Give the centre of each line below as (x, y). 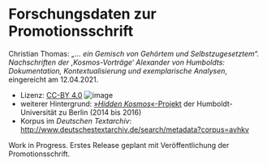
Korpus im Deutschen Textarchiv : (76, 121)
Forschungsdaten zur (82, 14)
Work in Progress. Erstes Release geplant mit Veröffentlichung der (119, 145)
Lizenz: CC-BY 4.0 (51, 95)
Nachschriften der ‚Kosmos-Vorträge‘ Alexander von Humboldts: (117, 62)
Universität (38, 112)
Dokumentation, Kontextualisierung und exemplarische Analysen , (118, 70)
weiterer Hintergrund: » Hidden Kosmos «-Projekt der (108, 104)
